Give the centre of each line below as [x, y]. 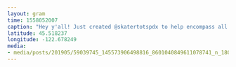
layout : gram [26, 14]
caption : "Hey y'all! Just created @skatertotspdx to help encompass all [118, 27]
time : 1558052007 [33, 20]
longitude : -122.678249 [42, 40]
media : [17, 46]
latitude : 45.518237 [38, 33]
